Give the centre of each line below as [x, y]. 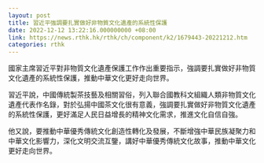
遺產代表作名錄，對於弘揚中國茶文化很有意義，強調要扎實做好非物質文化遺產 [132, 105]
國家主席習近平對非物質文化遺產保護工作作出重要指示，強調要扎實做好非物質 [132, 69]
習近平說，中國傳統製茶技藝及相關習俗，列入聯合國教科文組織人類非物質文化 [132, 94]
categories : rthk [37, 45]
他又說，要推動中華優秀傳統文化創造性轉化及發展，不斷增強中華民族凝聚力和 [132, 132]
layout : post [29, 15]
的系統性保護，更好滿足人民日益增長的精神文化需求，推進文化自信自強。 [125, 114]
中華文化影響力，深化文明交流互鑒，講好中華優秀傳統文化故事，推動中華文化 [132, 141]
